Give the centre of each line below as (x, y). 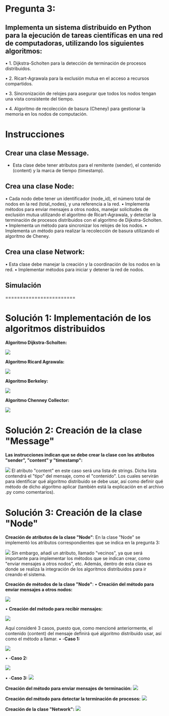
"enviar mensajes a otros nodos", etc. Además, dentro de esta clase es (79, 564)
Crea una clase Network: (45, 252)
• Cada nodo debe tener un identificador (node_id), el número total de (78, 198)
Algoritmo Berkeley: (27, 381)
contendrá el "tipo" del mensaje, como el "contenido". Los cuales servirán (82, 476)
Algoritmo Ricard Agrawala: (35, 362)
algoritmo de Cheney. (27, 236)
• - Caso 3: (16, 678)
